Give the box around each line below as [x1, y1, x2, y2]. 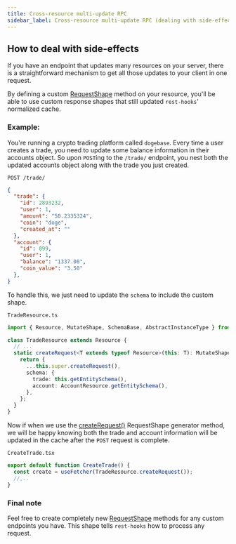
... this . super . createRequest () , [25, 363, 121, 370]
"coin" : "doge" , [20, 219, 68, 226]
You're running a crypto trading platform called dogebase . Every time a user [7, 138, 224, 147]
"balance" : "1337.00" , [20, 258, 86, 265]
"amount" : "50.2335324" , [20, 213, 93, 220]
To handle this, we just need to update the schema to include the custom [7, 291, 214, 299]
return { [20, 356, 46, 364]
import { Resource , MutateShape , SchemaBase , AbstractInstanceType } [7, 324, 216, 331]
